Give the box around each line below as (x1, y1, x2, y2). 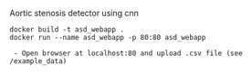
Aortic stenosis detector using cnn (9, 8, 139, 18)
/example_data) (9, 57, 68, 66)
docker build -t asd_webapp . (9, 25, 125, 34)
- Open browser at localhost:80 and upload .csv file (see (13, 49, 244, 58)
